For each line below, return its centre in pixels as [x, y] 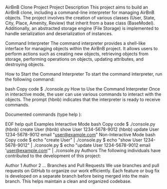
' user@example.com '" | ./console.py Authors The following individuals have [83, 150]
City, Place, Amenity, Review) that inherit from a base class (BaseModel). [80, 23]
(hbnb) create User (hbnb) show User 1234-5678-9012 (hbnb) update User [82, 129]
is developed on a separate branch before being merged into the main [77, 176]
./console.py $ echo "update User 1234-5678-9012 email [92, 145]
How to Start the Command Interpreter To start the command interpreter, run [84, 74]
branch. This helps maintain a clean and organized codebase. [69, 181]
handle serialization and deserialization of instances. [59, 34]
